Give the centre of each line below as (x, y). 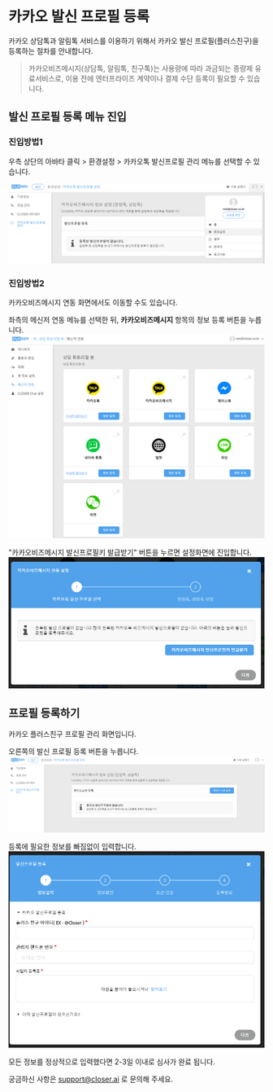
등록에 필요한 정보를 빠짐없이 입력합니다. (72, 847)
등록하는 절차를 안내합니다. (51, 50)
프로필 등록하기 (44, 713)
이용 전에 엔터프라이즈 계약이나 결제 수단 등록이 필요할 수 (155, 78)
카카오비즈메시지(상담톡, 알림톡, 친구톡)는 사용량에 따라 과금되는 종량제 (141, 68)
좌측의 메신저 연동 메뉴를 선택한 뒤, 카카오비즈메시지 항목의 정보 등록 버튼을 (128, 320)
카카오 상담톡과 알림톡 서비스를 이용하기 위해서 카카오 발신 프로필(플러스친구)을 (134, 41)
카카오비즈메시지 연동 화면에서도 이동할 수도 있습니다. (93, 303)
